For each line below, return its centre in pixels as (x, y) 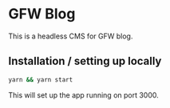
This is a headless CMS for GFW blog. (71, 36)
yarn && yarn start (41, 80)
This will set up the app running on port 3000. (84, 95)
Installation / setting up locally (85, 61)
